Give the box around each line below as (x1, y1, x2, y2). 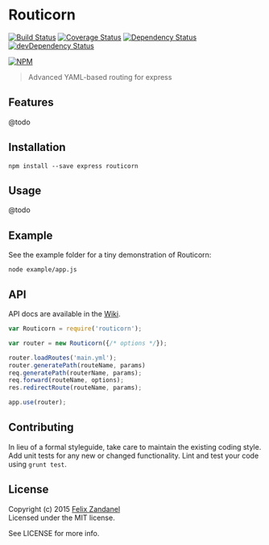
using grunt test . (8, 459, 67, 469)
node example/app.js (8, 266, 78, 274)
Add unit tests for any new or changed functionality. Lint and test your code (8, 451, 259, 460)
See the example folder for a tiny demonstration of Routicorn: (8, 250, 212, 260)
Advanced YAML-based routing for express (27, 72, 172, 82)
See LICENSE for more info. (8, 528, 100, 538)
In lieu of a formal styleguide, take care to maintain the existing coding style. (8, 442, 262, 451)
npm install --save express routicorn (8, 161, 139, 170)
